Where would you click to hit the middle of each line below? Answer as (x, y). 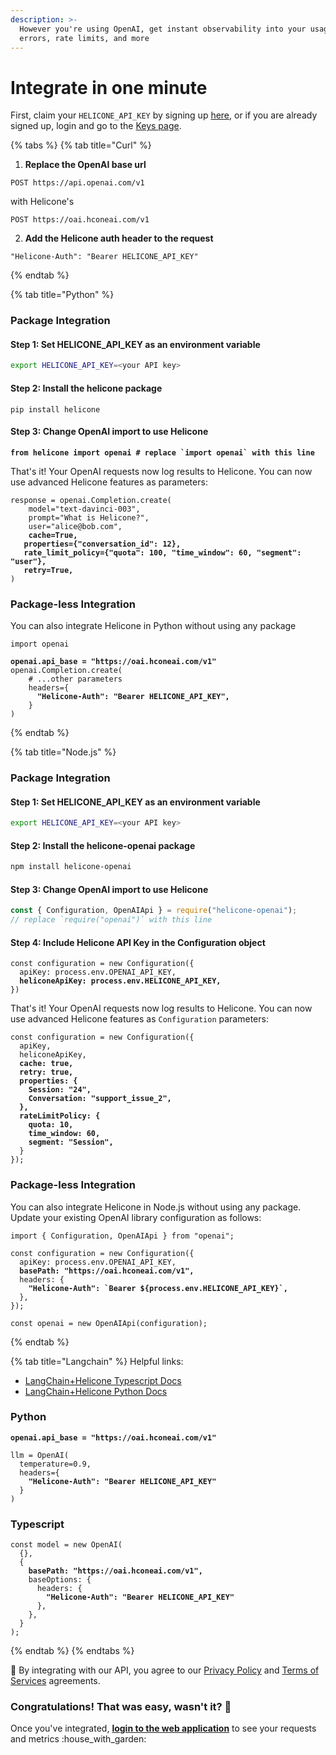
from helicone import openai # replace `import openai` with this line (162, 452)
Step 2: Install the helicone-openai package (103, 845)
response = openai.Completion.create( (91, 500)
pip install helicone (55, 409)
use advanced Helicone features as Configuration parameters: (139, 1019)
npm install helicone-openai (71, 867)
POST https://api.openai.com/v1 (77, 183)
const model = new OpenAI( (66, 1545)
